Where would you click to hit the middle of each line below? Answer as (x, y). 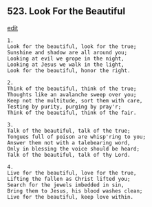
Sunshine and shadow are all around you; (67, 52)
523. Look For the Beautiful (66, 11)
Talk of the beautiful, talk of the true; (69, 131)
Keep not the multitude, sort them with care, (75, 100)
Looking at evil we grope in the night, (66, 58)
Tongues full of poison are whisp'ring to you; (77, 137)
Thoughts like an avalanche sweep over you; (72, 95)
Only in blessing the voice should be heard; (73, 149)
